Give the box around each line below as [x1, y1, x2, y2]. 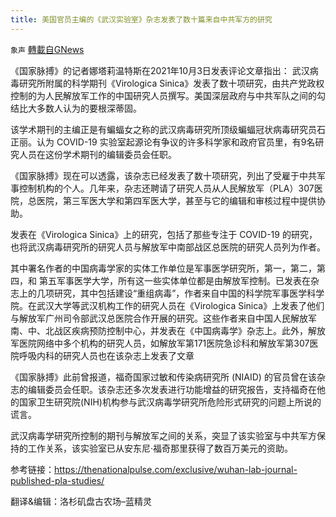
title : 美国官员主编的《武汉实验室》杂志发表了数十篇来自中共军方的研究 [10, 14, 273, 25]
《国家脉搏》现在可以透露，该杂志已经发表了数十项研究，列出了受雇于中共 [10, 169, 317, 181]
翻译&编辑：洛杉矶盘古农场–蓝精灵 [10, 495, 153, 507]
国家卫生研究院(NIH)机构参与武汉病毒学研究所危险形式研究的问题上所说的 [18, 396, 322, 408]
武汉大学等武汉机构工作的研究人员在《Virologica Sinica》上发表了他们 [36, 299, 325, 311]
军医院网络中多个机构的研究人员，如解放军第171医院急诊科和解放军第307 [10, 337, 310, 349]
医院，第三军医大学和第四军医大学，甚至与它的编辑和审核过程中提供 [36, 194, 317, 206]
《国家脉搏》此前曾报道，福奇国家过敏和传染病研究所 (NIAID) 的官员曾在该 [10, 371, 317, 383]
